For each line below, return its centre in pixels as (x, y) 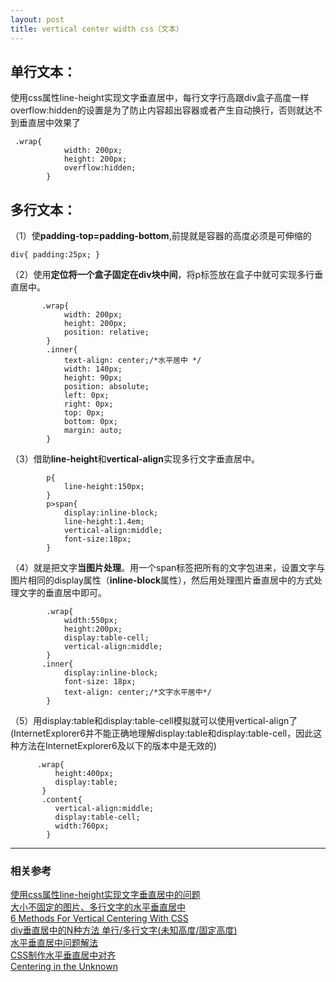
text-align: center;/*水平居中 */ (132, 361)
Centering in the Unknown (64, 967)
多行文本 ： (43, 209)
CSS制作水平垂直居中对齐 (63, 955)
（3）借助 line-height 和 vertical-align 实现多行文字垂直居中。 (135, 459)
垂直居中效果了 (49, 123)
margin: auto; (93, 431)
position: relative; (106, 332)
